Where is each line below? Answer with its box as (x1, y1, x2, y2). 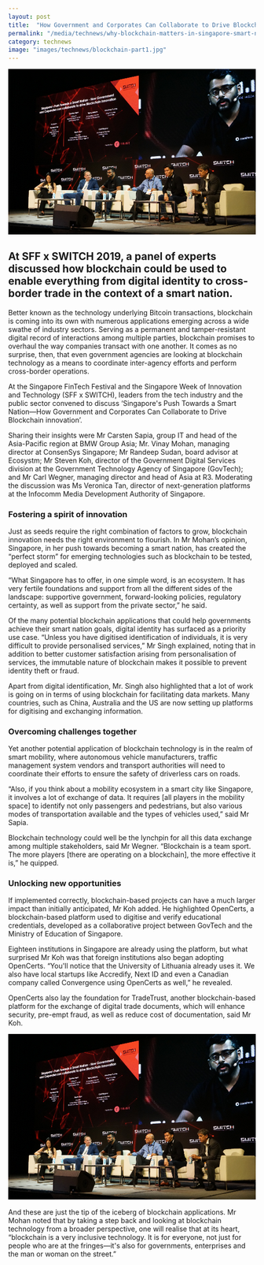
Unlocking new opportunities (8, 878, 122, 889)
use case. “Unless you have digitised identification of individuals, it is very (8, 632, 248, 642)
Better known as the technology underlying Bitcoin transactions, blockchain (8, 307, 253, 317)
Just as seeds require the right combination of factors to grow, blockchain (8, 526, 247, 536)
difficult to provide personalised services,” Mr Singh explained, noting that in (8, 641, 256, 650)
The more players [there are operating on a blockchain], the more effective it (8, 850, 256, 859)
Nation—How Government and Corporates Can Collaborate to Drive (8, 407, 227, 416)
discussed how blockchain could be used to (8, 262, 227, 276)
